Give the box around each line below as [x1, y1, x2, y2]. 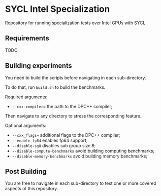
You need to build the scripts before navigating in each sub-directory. [5, 75, 146, 80]
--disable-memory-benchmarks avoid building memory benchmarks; [12, 153, 148, 159]
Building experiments [5, 62, 72, 70]
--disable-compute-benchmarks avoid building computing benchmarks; [12, 148, 155, 154]
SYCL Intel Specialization [5, 3, 110, 15]
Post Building [5, 167, 47, 176]
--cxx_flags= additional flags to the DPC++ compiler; [12, 132, 121, 138]
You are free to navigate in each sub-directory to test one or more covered [5, 180, 157, 186]
